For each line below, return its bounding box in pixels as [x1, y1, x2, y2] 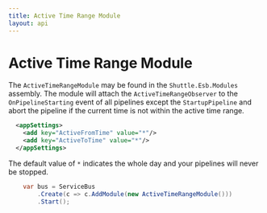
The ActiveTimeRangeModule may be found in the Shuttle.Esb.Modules [8, 80, 238, 90]
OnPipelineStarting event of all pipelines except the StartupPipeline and [8, 97, 252, 107]
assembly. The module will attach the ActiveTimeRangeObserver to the [8, 89, 238, 99]
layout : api [8, 19, 48, 27]
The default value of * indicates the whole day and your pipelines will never [8, 158, 259, 168]
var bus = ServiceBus [23, 182, 95, 190]
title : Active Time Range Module [8, 11, 121, 20]
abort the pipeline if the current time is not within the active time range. [8, 106, 244, 116]
